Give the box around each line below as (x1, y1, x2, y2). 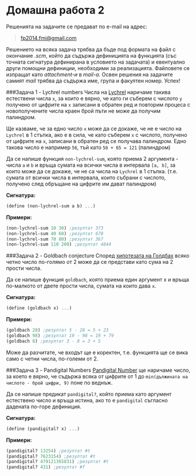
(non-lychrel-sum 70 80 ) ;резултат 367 (6, 236, 104, 242)
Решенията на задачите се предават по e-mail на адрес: (6, 23, 148, 30)
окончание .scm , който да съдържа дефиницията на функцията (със (6, 52, 177, 59)
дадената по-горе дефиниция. (6, 403, 82, 410)
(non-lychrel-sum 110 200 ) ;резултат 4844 (6, 242, 111, 247)
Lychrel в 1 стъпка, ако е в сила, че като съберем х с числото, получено (6, 131, 188, 138)
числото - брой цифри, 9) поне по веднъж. (6, 379, 113, 386)
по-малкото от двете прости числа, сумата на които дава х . (6, 282, 157, 289)
